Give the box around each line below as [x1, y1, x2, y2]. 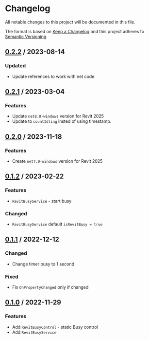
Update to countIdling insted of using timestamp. [12, 118, 112, 124]
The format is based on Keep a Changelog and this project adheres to [5, 28, 145, 34]
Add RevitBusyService [12, 329, 57, 335]
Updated [5, 62, 26, 69]
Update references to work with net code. [12, 74, 96, 79]
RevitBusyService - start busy [12, 198, 72, 204]
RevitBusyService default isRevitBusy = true [12, 221, 103, 227]
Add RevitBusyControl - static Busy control [12, 324, 98, 330]
